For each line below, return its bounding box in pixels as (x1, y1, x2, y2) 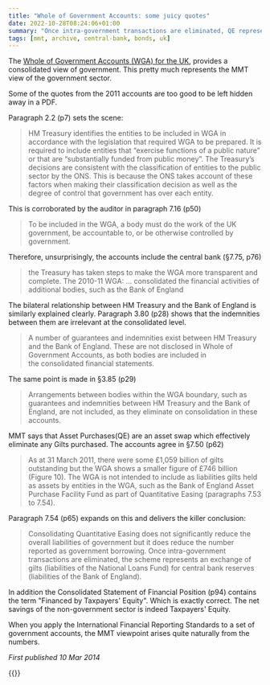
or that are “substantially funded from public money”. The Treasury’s (27, 154, 255, 164)
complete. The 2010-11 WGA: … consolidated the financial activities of (27, 277, 260, 286)
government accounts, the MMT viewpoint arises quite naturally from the (8, 629, 250, 638)
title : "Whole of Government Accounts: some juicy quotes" (8, 11, 211, 20)
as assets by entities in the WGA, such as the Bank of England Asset (27, 481, 255, 490)
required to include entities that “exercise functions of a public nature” (27, 146, 260, 155)
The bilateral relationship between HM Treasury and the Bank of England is (8, 301, 257, 310)
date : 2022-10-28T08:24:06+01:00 (8, 19, 121, 27)
